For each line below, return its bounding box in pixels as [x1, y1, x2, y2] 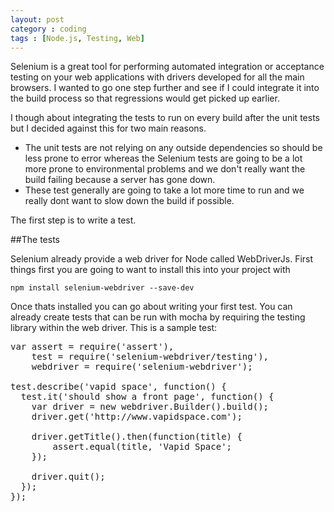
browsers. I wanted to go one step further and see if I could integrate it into [10, 82, 320, 94]
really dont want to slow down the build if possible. [24, 195, 235, 207]
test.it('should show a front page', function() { [20, 391, 275, 403]
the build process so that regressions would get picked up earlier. [10, 92, 280, 105]
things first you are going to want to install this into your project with [10, 264, 291, 276]
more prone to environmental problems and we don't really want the [24, 163, 306, 175]
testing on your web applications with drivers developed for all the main [10, 71, 305, 83]
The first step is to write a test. [10, 214, 137, 226]
